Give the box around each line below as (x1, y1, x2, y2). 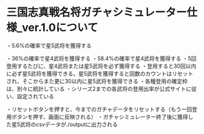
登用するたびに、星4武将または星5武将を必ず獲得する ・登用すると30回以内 (6, 62, 197, 70)
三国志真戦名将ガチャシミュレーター (6, 5, 187, 19)
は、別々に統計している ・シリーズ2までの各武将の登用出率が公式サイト (6, 85, 186, 92)
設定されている (16, 92, 55, 100)
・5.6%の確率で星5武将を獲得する (6, 42, 92, 49)
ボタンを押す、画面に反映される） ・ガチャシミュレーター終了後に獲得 (11, 113, 188, 120)
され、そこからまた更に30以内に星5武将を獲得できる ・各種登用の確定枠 (6, 77, 188, 85)
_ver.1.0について (17, 21, 98, 35)
